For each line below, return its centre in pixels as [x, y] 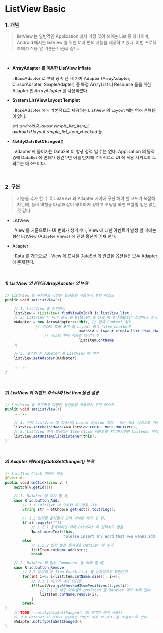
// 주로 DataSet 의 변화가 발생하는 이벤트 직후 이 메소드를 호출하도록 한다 [80, 617]
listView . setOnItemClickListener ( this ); [55, 436]
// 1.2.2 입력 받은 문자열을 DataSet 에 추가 [72, 545]
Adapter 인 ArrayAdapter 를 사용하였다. [50, 91]
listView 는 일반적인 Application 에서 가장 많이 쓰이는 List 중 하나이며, [83, 36]
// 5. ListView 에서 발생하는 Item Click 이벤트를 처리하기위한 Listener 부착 [86, 432]
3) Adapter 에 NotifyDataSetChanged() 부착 [49, 462]
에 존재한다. [23, 262]
